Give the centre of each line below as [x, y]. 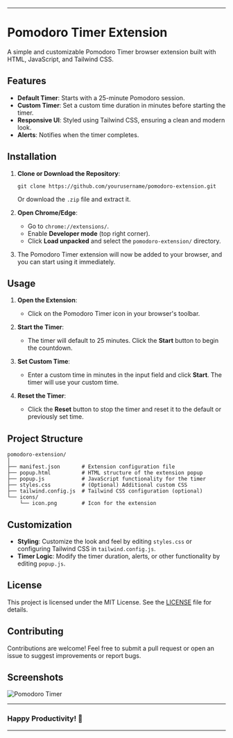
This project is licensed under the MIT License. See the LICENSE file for [110, 602]
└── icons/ [23, 497]
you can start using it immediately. [66, 262]
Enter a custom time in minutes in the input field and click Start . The [124, 375]
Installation [32, 157]
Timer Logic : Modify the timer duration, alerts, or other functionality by [119, 556]
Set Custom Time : [44, 362]
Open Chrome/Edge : [47, 212]
